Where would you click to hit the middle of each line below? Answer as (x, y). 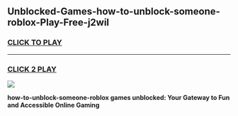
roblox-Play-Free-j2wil (58, 23)
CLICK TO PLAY (35, 43)
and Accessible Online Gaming (53, 105)
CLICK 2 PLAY (32, 69)
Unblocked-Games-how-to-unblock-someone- (114, 12)
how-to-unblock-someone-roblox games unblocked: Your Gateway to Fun (119, 97)
